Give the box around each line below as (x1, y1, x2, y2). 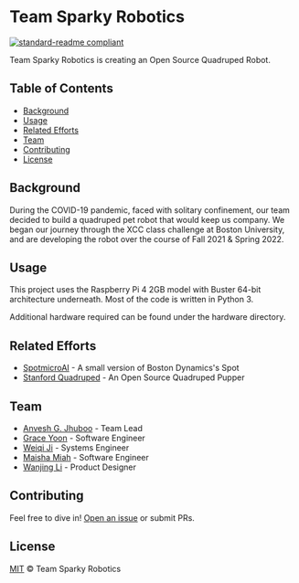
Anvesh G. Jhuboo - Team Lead (22, 423, 144, 433)
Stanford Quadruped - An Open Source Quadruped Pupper (22, 372, 245, 383)
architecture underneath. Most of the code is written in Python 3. (9, 294, 254, 305)
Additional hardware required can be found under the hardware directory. (9, 312, 286, 323)
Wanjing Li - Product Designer (22, 461, 137, 472)
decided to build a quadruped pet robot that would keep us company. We (9, 214, 285, 225)
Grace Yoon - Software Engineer (22, 432, 146, 443)
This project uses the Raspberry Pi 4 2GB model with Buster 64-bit (9, 284, 262, 295)
